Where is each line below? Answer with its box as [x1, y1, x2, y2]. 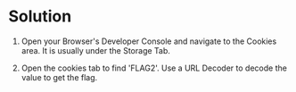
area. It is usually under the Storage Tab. [21, 45, 171, 55]
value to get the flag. [21, 71, 98, 82]
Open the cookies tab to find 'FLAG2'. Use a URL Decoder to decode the [21, 63, 287, 73]
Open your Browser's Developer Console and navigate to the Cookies [21, 36, 277, 46]
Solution [8, 6, 72, 27]
